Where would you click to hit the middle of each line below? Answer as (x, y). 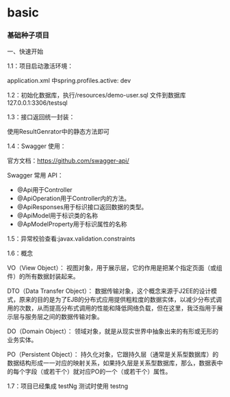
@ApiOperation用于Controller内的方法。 (74, 198)
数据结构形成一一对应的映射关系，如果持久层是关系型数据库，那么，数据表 (112, 363)
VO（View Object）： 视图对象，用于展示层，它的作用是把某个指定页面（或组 (115, 268)
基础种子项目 (28, 36)
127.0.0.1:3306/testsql (37, 103)
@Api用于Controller (45, 190)
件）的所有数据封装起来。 (43, 276)
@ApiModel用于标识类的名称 (57, 216)
